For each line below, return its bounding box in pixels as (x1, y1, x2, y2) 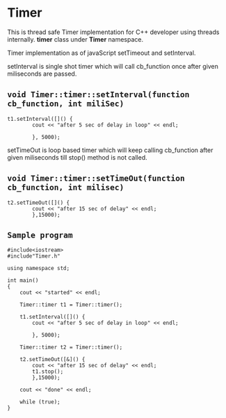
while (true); (19, 399, 60, 406)
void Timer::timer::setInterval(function (7, 90, 190, 100)
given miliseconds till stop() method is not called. (7, 153, 147, 161)
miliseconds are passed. (7, 69, 77, 78)
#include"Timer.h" (7, 253, 60, 260)
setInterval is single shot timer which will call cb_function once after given (7, 62, 219, 70)
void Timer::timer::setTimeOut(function (7, 174, 186, 183)
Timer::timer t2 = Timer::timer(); (19, 344, 123, 351)
